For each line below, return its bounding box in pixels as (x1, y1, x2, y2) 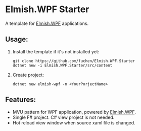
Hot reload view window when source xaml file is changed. (12, 119, 135, 125)
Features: (5, 95, 36, 104)
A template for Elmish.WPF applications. (5, 20, 89, 26)
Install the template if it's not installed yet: (12, 48, 100, 54)
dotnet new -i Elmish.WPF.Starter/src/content (12, 62, 113, 68)
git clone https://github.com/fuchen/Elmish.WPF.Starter (12, 58, 135, 63)
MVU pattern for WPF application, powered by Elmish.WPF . (12, 109, 136, 115)
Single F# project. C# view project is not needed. (12, 114, 115, 120)
